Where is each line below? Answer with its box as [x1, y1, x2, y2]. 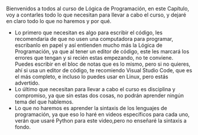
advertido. [14, 79, 40, 86]
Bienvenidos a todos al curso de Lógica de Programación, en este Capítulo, [6, 5, 189, 12]
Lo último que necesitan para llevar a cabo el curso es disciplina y [14, 86, 176, 92]
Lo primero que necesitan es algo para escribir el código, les [14, 29, 163, 36]
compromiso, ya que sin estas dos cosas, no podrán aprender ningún [14, 92, 184, 99]
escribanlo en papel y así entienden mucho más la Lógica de [14, 41, 163, 49]
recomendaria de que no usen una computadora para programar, [14, 36, 173, 42]
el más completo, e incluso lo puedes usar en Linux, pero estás [14, 73, 168, 80]
